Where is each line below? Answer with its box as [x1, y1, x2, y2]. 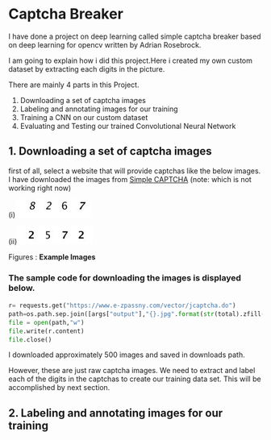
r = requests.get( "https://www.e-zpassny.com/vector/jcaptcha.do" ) [8, 301, 236, 310]
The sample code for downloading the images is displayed [8, 272, 242, 283]
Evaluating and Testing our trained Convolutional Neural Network [19, 121, 236, 131]
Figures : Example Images [8, 251, 96, 262]
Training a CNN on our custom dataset [19, 112, 148, 122]
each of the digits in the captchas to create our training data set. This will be [8, 374, 261, 384]
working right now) [8, 183, 72, 193]
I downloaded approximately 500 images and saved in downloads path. [8, 350, 245, 359]
